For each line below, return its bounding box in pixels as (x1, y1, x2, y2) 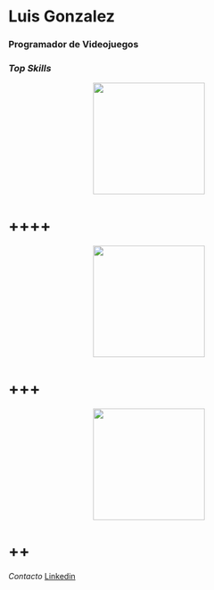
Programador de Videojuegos (8, 38, 139, 51)
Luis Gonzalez (8, 6, 115, 27)
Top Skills (8, 62, 52, 75)
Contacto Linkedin (8, 571, 77, 582)
